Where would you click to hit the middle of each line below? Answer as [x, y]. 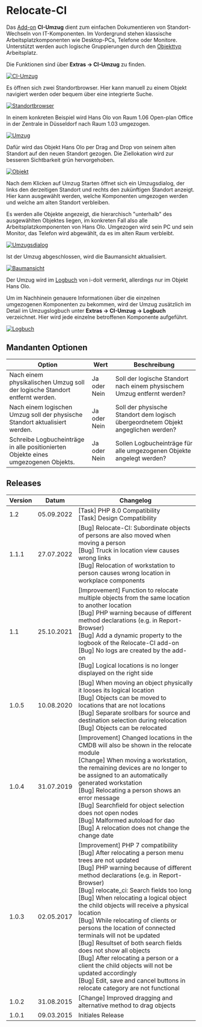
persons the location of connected [127, 928]
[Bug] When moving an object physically [135, 682]
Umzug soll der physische [46, 415]
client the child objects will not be [125, 965]
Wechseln [19, 33]
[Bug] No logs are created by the [124, 650]
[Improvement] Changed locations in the [135, 738]
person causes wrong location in [124, 573]
